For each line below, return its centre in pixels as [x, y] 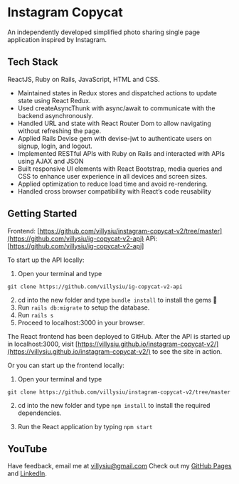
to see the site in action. [187, 351]
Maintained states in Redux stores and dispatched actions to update [117, 93]
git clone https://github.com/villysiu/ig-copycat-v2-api [95, 286]
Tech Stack [33, 62]
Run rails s [36, 315]
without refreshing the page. [59, 131]
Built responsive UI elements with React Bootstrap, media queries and [120, 169]
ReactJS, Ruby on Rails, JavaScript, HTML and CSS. [84, 79]
